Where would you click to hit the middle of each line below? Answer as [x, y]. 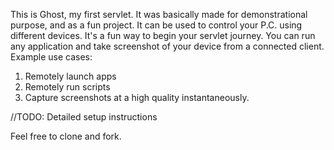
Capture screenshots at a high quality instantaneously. [137, 97]
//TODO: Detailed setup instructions [84, 117]
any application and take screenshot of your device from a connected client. [167, 46]
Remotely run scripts [67, 87]
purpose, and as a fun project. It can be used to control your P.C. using [156, 25]
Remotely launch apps [70, 76]
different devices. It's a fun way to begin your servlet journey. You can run [163, 35]
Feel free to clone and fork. [66, 136]
